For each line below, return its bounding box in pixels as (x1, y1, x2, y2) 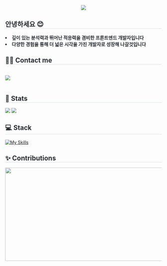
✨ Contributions (5, 154, 56, 162)
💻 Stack (5, 123, 32, 132)
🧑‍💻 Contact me (5, 56, 52, 65)
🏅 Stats (5, 94, 28, 103)
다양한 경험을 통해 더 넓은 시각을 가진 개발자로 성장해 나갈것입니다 (11, 41, 147, 48)
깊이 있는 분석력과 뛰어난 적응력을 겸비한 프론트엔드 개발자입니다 (11, 34, 144, 41)
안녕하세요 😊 (5, 20, 44, 29)
